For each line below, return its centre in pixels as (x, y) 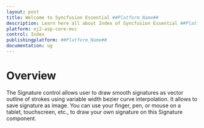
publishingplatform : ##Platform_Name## (57, 40)
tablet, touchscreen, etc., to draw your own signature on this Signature (95, 112)
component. (21, 118)
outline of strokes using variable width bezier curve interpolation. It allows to (102, 99)
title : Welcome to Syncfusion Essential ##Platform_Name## (83, 18)
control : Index (25, 35)
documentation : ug (29, 46)
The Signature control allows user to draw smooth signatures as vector (95, 92)
